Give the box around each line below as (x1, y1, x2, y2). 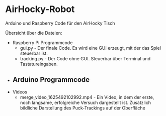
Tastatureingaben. (20, 61, 58, 67)
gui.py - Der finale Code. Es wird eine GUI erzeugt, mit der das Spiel (20, 45, 161, 51)
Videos (12, 89, 28, 95)
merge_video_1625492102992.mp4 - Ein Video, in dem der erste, (20, 94, 154, 100)
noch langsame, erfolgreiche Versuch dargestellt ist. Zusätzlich (20, 99, 151, 105)
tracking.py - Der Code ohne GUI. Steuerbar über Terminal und (20, 55, 151, 61)
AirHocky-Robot (5, 4, 75, 15)
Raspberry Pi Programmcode (12, 39, 73, 46)
